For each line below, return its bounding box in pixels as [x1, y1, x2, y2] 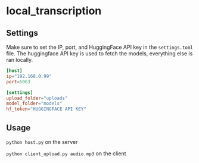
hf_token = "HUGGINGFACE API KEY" [6, 106, 86, 112]
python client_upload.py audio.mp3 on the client [6, 150, 126, 157]
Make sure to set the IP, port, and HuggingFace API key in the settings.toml [6, 43, 194, 51]
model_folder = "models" [6, 101, 63, 106]
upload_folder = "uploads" [6, 95, 68, 101]
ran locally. [6, 57, 33, 63]
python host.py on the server [6, 138, 78, 145]
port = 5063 [6, 79, 31, 84]
